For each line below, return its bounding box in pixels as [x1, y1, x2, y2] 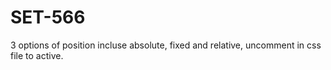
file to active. [10, 49, 64, 61]
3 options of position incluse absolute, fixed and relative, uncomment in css [10, 39, 322, 51]
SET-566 [10, 6, 86, 29]
